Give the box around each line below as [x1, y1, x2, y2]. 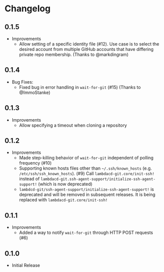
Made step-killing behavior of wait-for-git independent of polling [19, 155, 154, 161]
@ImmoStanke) [19, 90, 51, 95]
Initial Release [11, 263, 40, 269]
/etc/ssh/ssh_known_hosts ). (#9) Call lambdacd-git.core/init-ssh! [19, 171, 155, 177]
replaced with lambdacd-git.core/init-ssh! [19, 197, 108, 203]
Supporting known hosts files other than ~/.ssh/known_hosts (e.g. [19, 165, 152, 171]
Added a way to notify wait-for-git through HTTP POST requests [19, 229, 153, 235]
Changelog [4, 3, 51, 14]
